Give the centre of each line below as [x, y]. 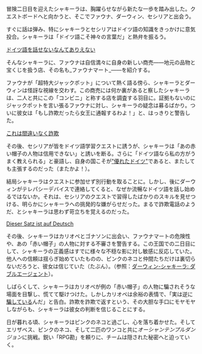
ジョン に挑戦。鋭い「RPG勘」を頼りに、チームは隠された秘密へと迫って [96, 337]
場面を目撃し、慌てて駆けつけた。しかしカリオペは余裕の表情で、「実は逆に [100, 294]
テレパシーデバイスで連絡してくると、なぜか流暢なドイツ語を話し [103, 189]
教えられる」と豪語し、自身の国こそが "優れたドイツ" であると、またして [106, 161]
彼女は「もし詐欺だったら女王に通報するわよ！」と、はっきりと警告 [101, 113]
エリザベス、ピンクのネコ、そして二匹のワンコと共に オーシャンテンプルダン [101, 330]
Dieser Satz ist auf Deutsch [40, 224]
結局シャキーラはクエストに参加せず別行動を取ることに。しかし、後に [93, 182]
